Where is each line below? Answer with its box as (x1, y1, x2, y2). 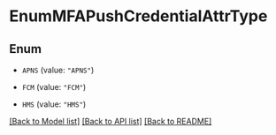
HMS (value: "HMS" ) (21, 99, 87, 109)
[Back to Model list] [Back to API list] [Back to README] (9, 116, 212, 126)
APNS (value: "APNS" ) (21, 64, 95, 75)
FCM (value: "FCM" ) (21, 82, 87, 92)
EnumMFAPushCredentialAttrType (9, 6, 268, 26)
